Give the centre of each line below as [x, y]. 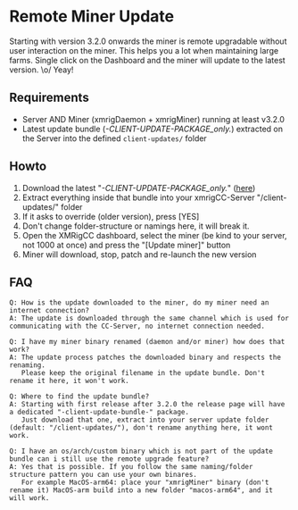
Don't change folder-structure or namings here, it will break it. [136, 226]
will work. [29, 498]
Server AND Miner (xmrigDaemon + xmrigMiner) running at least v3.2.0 [153, 119]
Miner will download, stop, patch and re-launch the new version [139, 254]
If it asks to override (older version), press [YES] [111, 216]
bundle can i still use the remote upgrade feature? [109, 459]
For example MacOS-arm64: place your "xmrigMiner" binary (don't [145, 483]
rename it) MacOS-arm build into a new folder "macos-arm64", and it [141, 490]
